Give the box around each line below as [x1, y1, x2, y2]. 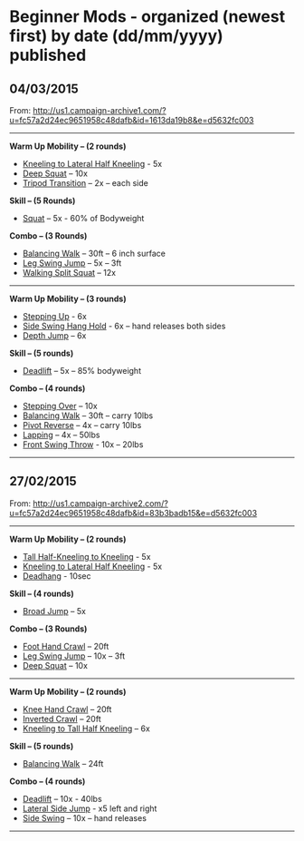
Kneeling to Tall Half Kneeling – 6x [22, 723, 151, 734]
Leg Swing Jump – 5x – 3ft [22, 258, 122, 269]
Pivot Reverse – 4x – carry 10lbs [22, 420, 142, 430]
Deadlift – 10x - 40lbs [22, 793, 102, 804]
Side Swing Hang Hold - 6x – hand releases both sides [22, 320, 226, 331]
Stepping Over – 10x [22, 401, 98, 411]
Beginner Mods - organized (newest [9, 6, 286, 27]
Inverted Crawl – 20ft [22, 713, 101, 724]
